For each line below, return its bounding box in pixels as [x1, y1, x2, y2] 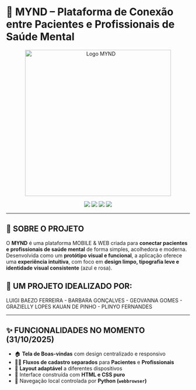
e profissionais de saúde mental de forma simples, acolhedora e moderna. [6, 246, 187, 253]
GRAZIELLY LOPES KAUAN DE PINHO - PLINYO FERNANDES [6, 303, 153, 310]
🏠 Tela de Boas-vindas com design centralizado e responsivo [14, 350, 166, 357]
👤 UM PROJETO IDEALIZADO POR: [6, 281, 132, 291]
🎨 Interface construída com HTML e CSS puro [14, 371, 125, 378]
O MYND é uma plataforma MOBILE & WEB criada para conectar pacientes [6, 239, 188, 246]
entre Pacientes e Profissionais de [6, 18, 175, 31]
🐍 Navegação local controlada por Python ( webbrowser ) [14, 377, 147, 385]
